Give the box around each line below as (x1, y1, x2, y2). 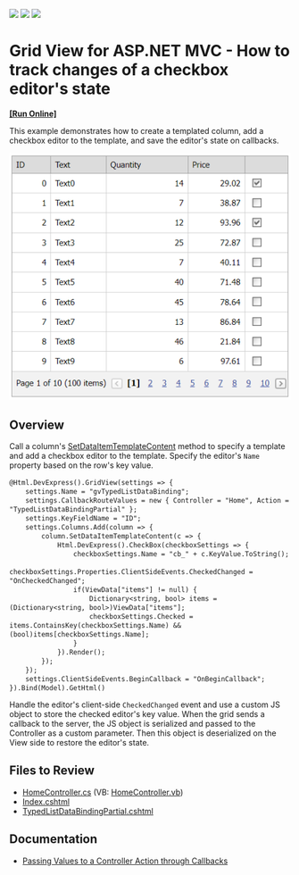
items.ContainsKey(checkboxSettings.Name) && (9, 621, 181, 630)
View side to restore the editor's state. (9, 737, 150, 748)
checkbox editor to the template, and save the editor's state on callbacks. (9, 135, 279, 146)
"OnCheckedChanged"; (9, 577, 87, 586)
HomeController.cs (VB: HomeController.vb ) (21, 787, 184, 797)
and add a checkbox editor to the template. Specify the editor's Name (9, 451, 261, 462)
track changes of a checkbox (9, 60, 229, 80)
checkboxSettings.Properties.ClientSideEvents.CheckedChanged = (9, 568, 253, 577)
